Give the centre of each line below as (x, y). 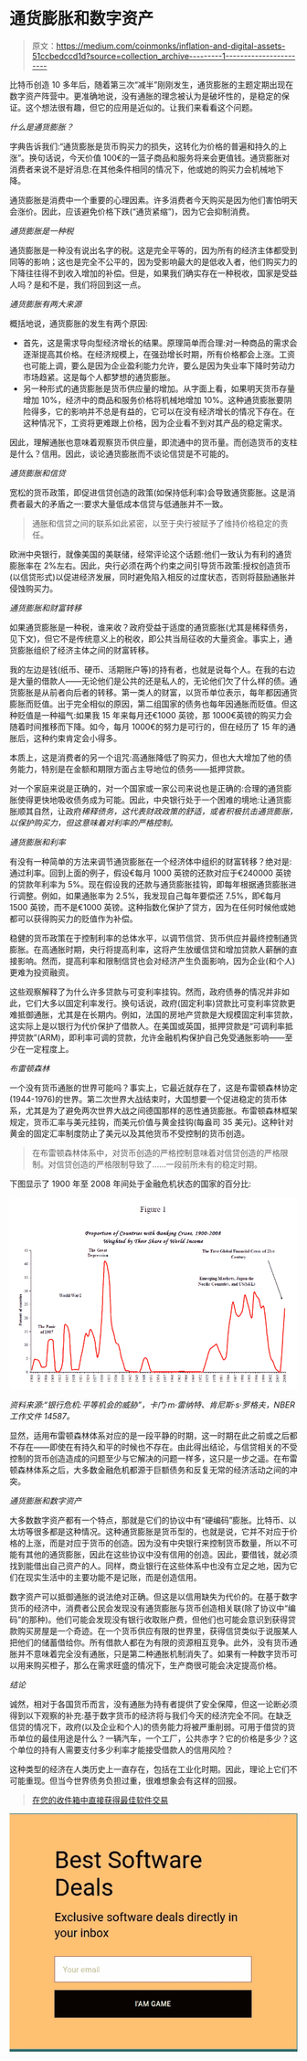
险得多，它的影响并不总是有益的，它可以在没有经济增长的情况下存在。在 (159, 411)
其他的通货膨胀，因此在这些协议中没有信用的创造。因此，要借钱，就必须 (161, 1554)
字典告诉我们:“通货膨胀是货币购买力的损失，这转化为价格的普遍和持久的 (144, 146)
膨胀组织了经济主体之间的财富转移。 (85, 650)
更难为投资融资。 (42, 972)
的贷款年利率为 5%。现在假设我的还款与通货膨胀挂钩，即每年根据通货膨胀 (149, 884)
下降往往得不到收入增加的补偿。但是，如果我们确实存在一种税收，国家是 (145, 273)
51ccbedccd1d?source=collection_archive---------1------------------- (164, 56)
